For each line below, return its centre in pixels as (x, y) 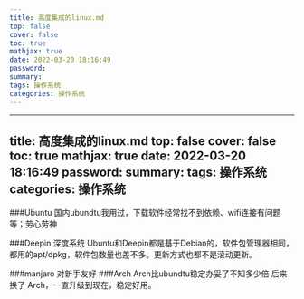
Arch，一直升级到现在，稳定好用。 (91, 285)
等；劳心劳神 (33, 224)
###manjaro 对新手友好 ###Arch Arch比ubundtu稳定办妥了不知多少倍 (139, 274)
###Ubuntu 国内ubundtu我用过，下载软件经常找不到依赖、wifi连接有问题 (145, 213)
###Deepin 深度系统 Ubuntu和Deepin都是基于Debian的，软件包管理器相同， (152, 243)
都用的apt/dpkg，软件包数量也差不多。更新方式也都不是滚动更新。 (133, 255)
